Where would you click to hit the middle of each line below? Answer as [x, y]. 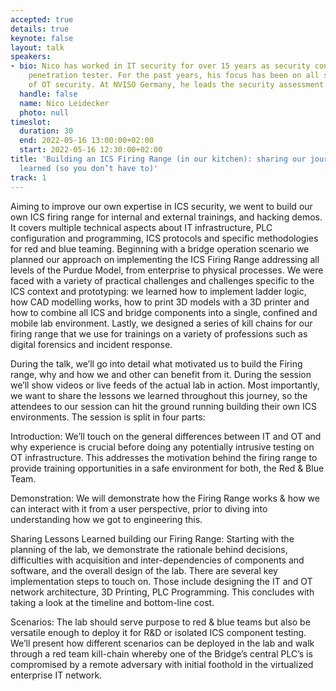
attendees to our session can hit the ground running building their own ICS [164, 406]
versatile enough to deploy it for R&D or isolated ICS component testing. [158, 632]
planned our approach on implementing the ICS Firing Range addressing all [165, 259]
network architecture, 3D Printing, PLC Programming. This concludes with [162, 592]
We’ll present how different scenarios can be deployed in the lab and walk [162, 643]
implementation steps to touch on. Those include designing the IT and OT [161, 581]
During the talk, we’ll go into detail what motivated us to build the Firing [156, 363]
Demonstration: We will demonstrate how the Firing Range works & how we [165, 498]
